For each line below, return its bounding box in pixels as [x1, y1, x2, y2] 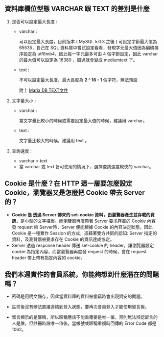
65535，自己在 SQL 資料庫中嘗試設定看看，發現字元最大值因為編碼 [19, 45, 155, 51]
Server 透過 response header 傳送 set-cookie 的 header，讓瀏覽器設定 [11, 242, 154, 248]
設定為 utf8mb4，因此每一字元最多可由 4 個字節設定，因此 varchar [23, 51, 158, 56]
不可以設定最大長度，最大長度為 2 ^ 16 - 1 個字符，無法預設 [19, 77, 138, 82]
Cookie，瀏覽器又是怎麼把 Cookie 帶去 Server [4, 188, 145, 197]
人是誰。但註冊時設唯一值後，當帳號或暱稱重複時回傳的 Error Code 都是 [11, 320, 157, 326]
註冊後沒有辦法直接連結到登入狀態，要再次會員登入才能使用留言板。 [11, 304, 149, 310]
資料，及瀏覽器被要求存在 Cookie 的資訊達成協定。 [11, 236, 115, 242]
